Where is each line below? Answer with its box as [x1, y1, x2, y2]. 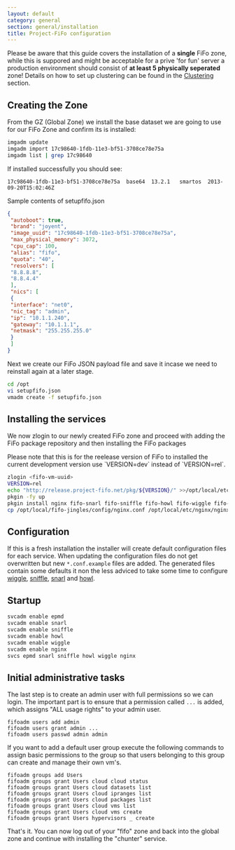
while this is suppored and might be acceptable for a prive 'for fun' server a [7, 57, 225, 65]
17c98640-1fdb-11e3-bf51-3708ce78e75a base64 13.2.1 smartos [7, 178, 201, 185]
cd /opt [7, 380, 30, 388]
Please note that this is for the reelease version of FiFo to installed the [7, 453, 208, 461]
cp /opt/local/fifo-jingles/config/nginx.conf [7, 506, 145, 513]
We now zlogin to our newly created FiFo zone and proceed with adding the [7, 432, 225, 440]
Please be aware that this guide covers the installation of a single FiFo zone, [7, 49, 227, 58]
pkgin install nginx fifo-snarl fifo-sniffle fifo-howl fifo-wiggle [7, 499, 211, 507]
